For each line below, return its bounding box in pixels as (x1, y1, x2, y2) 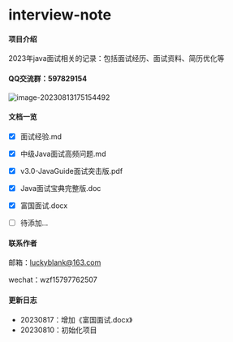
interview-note (8, 6, 112, 24)
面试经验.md (19, 132, 63, 141)
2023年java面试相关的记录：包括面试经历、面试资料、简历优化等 (8, 54, 225, 63)
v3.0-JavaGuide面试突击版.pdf (19, 166, 123, 175)
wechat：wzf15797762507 (8, 275, 97, 285)
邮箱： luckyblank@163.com (8, 258, 101, 267)
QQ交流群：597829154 (8, 73, 88, 83)
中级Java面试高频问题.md (19, 149, 106, 158)
